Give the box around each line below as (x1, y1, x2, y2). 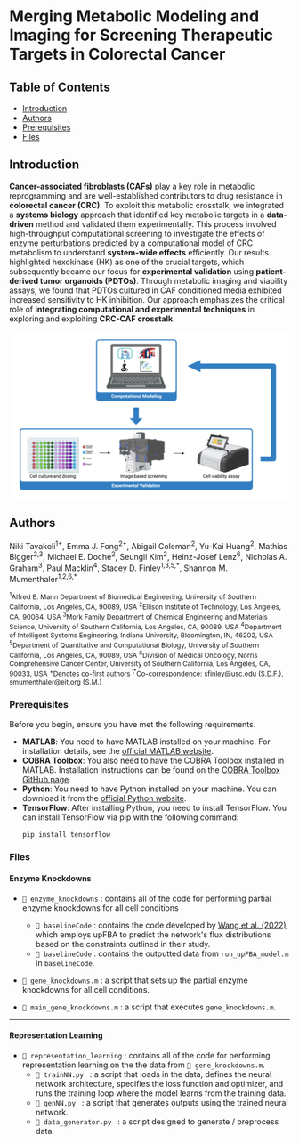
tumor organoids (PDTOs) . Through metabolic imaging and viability (39, 275, 288, 286)
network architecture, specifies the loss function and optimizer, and (35, 1078, 284, 1089)
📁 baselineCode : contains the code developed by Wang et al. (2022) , (35, 920, 289, 930)
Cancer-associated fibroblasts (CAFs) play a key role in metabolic (9, 181, 255, 191)
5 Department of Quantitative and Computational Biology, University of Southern (9, 639, 260, 651)
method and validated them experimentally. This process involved (35, 218, 278, 229)
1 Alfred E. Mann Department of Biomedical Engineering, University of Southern (9, 590, 256, 602)
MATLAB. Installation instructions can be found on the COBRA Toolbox (21, 764, 280, 775)
